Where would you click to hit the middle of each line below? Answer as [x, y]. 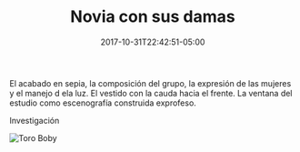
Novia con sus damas [153, 17]
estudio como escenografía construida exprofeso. [103, 103]
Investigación [35, 120]
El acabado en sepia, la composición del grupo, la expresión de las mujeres [150, 83]
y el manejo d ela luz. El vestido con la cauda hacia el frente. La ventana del [151, 93]
